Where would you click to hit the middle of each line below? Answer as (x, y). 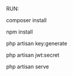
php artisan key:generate (37, 43)
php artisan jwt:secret (33, 55)
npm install (20, 32)
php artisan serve (28, 66)
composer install (26, 20)
